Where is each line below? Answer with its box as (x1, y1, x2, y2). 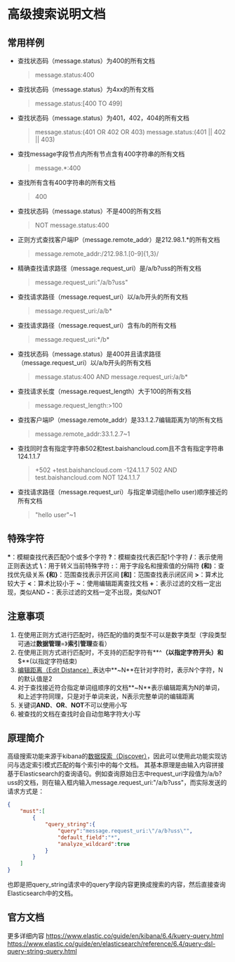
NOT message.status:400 (34, 221, 110, 229)
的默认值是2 (17, 674, 53, 683)
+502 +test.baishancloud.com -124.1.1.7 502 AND (34, 466, 177, 474)
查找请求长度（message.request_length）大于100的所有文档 (17, 387, 192, 395)
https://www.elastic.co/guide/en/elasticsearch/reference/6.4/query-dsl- (7, 939, 216, 948)
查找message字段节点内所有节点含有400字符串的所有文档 (17, 150, 185, 158)
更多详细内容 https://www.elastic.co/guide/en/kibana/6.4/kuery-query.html (7, 931, 224, 939)
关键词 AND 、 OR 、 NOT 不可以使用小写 (17, 700, 128, 709)
